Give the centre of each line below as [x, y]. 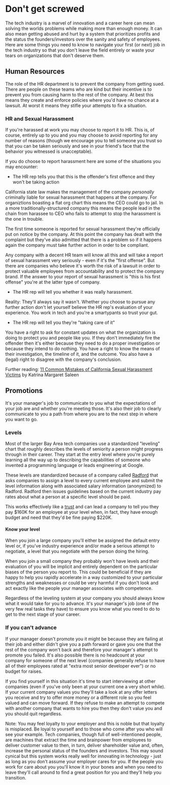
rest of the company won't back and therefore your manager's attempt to [82, 649]
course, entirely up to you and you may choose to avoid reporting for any [82, 135]
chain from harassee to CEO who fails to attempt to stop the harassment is [83, 214]
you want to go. [22, 419]
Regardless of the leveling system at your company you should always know [85, 598]
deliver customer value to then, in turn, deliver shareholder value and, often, [84, 745]
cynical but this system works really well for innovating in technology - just [83, 756]
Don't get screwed [45, 9]
